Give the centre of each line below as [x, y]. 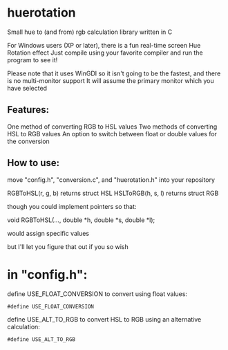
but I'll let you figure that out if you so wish [68, 246]
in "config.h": [47, 274]
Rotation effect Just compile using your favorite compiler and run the [105, 53]
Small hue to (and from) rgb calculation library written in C [90, 32]
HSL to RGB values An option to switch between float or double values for [112, 133]
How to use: [34, 163]
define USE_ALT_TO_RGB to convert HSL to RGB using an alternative [104, 319]
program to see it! [32, 59]
